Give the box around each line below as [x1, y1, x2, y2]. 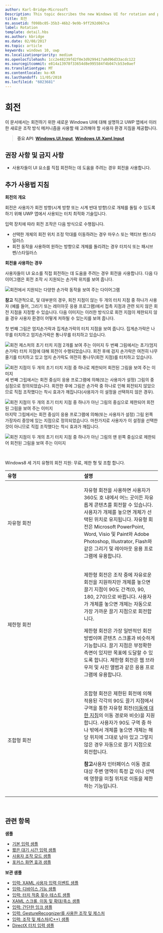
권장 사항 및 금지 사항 [5, 151, 64, 159]
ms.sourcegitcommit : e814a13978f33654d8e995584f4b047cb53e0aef [5, 61, 136, 66]
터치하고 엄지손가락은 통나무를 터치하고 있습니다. [14, 332, 106, 338]
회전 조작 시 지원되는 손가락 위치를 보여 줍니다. [26, 276, 114, 282]
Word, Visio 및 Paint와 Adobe [84, 531, 149, 538]
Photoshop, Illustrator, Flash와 [84, 538, 152, 545]
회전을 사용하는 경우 [5, 260, 43, 266]
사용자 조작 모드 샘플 [12, 853, 51, 859]
